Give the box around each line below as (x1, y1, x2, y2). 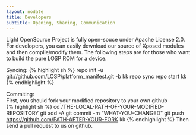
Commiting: (6, 90, 34, 98)
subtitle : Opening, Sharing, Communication (6, 20, 116, 26)
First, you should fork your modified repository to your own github (6, 97, 167, 104)
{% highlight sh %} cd (6, 103, 61, 111)
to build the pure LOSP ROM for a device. (6, 55, 107, 62)
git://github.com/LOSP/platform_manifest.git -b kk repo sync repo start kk (6, 73, 187, 80)
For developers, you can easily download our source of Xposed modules (6, 42, 184, 49)
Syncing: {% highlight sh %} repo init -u (6, 67, 104, 74)
